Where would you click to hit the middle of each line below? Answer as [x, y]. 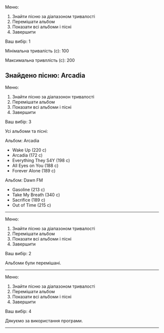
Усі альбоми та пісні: [27, 131]
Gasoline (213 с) [29, 189]
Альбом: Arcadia [22, 140]
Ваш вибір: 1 [18, 41]
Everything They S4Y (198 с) [41, 160]
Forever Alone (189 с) [34, 170]
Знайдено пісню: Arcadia [45, 76]
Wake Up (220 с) [29, 150]
